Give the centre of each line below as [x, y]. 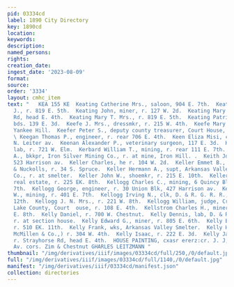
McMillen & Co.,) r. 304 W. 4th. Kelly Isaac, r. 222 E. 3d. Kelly [116, 234]
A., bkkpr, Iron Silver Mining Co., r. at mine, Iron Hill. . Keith [116, 156]
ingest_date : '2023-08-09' [46, 72]
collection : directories [43, 272]
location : [22, 33]
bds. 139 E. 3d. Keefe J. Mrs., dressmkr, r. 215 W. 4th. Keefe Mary [120, 124]
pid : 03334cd [26, 14]
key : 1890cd [24, 26]
